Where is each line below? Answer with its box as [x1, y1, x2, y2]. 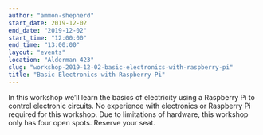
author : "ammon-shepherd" [8, 11, 94, 20]
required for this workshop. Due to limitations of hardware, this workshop [8, 109, 249, 119]
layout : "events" [8, 48, 66, 56]
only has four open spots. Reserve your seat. [8, 118, 155, 127]
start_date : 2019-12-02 [8, 19, 88, 27]
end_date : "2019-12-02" [8, 26, 88, 34]
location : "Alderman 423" [8, 56, 94, 64]
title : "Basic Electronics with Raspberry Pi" [8, 71, 166, 79]
